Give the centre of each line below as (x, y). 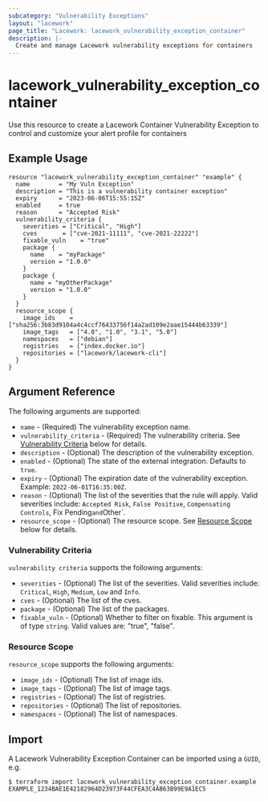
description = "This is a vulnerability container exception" (122, 191)
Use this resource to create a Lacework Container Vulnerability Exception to (134, 125)
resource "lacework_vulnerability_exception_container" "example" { (125, 177)
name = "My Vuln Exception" (75, 184)
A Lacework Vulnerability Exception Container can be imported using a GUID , (134, 759)
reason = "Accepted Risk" (68, 212)
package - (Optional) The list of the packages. (95, 609)
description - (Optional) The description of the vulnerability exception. (137, 452)
